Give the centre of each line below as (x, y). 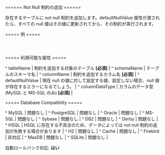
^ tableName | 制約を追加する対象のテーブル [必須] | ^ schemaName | (75, 68)
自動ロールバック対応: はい (32, 148)
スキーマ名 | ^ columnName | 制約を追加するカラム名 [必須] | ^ (77, 74)
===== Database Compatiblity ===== (44, 103)
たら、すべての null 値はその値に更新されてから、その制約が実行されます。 (81, 24)
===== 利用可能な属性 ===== (36, 58)
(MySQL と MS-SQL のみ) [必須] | (39, 93)
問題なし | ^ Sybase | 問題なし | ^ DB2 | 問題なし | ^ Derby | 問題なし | (88, 119)
